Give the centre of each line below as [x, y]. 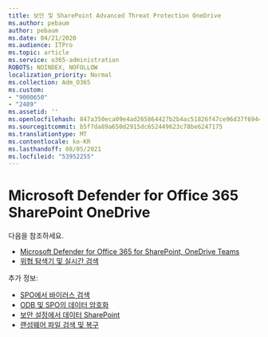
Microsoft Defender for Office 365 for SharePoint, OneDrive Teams [130, 252]
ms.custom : [26, 90]
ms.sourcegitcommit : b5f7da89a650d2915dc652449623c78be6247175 [116, 127]
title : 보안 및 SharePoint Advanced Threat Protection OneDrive [115, 16]
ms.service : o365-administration [64, 61]
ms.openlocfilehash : [43, 120]
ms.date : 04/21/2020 [43, 38]
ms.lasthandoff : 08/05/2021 [55, 149]
